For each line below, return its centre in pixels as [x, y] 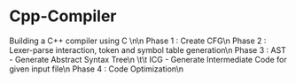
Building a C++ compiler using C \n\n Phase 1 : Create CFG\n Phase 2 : [138, 41]
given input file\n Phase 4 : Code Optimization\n [97, 69]
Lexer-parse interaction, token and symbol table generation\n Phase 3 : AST [148, 49]
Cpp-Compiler [63, 16]
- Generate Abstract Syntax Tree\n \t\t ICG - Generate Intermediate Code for [148, 59]
